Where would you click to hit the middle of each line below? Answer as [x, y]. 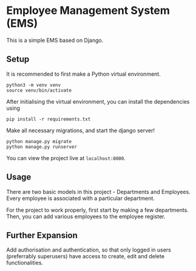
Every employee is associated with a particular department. [80, 198]
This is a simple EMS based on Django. [55, 40]
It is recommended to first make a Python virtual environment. [83, 74]
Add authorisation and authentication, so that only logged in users [89, 250]
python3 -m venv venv [34, 85]
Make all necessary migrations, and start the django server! [81, 130]
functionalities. [25, 263]
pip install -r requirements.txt [49, 119]
